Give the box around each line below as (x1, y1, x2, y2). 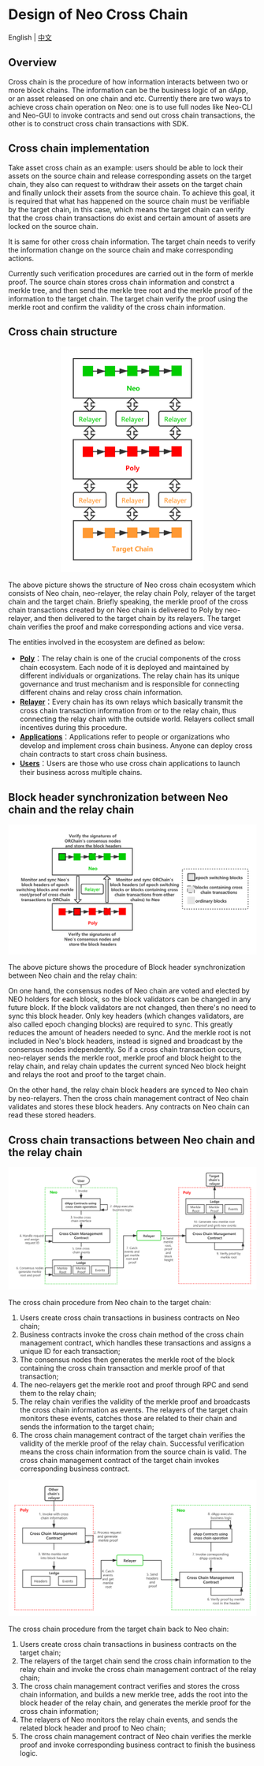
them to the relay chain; (19, 1388, 97, 1397)
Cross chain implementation (8, 142, 150, 155)
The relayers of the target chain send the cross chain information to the (19, 1656, 251, 1666)
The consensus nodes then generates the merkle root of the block (19, 1355, 235, 1364)
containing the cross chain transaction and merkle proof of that (19, 1363, 225, 1372)
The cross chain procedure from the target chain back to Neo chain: (8, 1624, 229, 1633)
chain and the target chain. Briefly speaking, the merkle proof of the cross (8, 597, 248, 607)
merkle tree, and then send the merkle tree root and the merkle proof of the (8, 286, 254, 295)
